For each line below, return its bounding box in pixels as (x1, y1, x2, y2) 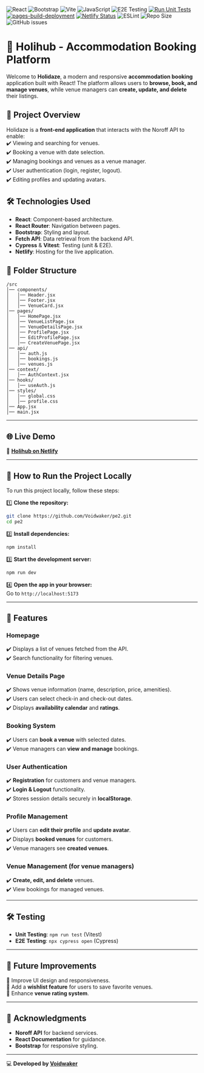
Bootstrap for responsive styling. (15, 1042, 98, 1049)
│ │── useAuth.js (6, 383, 56, 389)
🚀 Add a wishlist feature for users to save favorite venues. (6, 983, 153, 990)
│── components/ (6, 287, 47, 293)
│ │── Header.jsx (6, 292, 56, 298)
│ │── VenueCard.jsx (6, 303, 64, 309)
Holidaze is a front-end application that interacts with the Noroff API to (6, 126, 185, 133)
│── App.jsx (6, 404, 36, 410)
